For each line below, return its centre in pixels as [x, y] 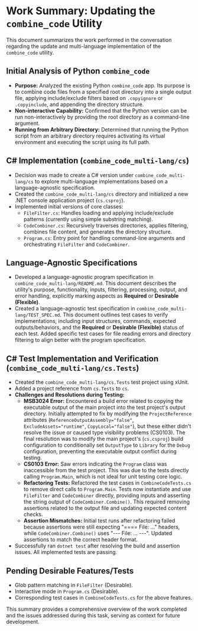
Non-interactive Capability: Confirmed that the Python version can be [101, 110]
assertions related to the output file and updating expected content [105, 508]
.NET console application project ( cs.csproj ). [70, 200]
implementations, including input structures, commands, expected [95, 321]
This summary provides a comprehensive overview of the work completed [97, 609]
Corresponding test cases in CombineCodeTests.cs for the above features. [103, 598]
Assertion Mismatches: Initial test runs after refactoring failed [99, 521]
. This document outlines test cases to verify [114, 315]
